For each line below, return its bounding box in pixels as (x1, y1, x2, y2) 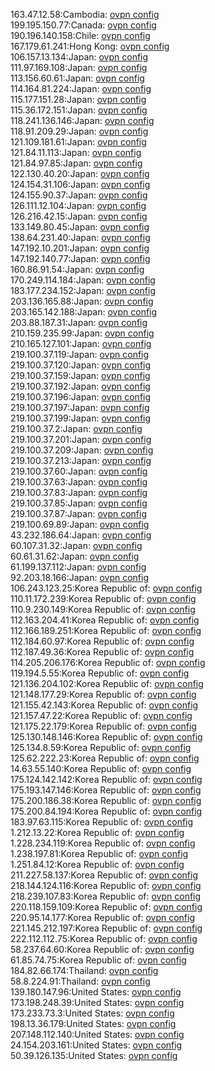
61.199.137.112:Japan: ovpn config (10, 561, 147, 573)
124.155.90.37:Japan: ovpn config (10, 189, 148, 201)
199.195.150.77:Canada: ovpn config (10, 19, 157, 31)
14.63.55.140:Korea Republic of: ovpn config (10, 763, 192, 774)
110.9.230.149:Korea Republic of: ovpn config (10, 604, 196, 615)
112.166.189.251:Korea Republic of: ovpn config (10, 625, 202, 636)
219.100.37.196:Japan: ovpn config (10, 391, 152, 403)
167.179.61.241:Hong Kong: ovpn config (10, 40, 170, 52)
